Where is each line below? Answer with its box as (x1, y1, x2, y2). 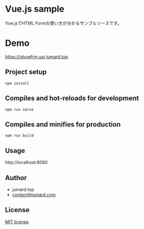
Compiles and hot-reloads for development (5, 94, 139, 103)
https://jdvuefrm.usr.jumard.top (5, 54, 68, 60)
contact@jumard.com (12, 191, 56, 197)
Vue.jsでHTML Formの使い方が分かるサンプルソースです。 (5, 20, 122, 26)
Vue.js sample (5, 3, 64, 15)
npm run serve (5, 107, 34, 112)
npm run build (5, 133, 34, 138)
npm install (5, 81, 29, 86)
